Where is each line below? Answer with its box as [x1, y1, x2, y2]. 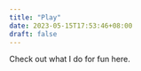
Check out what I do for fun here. [9, 54, 130, 65]
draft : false [9, 29, 58, 38]
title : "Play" [9, 12, 62, 22]
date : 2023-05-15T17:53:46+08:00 [9, 21, 133, 30]
